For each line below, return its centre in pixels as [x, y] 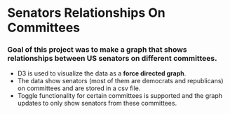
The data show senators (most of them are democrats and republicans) [120, 81]
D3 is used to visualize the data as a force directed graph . [102, 73]
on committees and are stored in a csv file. [79, 88]
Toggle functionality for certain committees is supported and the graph [120, 96]
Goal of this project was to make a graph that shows [97, 50]
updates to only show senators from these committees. [97, 104]
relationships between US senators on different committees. [112, 59]
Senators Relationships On [87, 13]
